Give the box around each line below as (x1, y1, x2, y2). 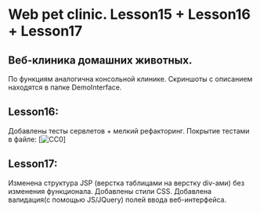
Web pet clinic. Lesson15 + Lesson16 (8, 5, 251, 24)
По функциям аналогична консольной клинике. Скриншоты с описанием (8, 75, 253, 83)
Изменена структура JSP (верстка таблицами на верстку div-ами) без (8, 178, 245, 188)
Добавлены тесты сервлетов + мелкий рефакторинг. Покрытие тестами (8, 126, 250, 135)
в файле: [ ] (8, 134, 67, 144)
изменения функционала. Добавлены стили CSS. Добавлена (8, 186, 212, 196)
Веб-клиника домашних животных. (8, 53, 193, 67)
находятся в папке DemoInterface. (8, 82, 122, 92)
